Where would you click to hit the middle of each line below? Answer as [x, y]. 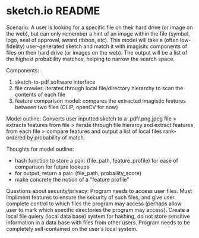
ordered [16, 137]
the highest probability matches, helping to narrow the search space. [91, 59]
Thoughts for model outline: [40, 149]
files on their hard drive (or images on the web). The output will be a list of [97, 52]
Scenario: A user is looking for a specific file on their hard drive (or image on [99, 27]
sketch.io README [53, 11]
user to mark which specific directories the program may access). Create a [98, 210]
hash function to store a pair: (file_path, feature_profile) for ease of [96, 160]
